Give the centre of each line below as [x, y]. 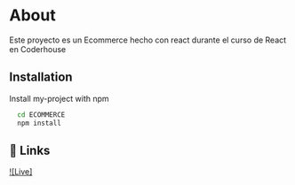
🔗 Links [30, 150]
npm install [40, 123]
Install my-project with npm [59, 98]
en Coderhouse [38, 49]
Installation [41, 77]
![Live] [21, 172]
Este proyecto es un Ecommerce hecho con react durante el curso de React [148, 40]
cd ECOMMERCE [41, 115]
